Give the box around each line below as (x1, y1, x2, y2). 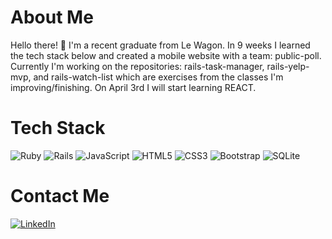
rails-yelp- (266, 60, 310, 72)
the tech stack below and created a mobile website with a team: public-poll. (10, 49, 322, 61)
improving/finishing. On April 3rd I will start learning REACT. (10, 81, 257, 93)
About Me (10, 6, 94, 29)
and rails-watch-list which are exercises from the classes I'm (33, 71, 284, 83)
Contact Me (10, 185, 110, 208)
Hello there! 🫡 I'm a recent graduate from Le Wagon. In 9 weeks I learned (10, 39, 311, 51)
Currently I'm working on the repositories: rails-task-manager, (10, 60, 265, 72)
